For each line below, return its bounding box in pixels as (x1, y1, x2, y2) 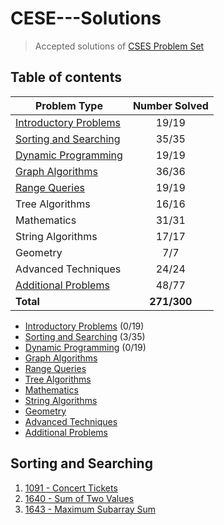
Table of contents (10, 69, 122, 86)
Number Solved (132, 98, 209, 112)
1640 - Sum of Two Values (24, 492, 135, 504)
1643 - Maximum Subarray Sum (24, 503, 157, 515)
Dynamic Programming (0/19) (24, 341, 147, 353)
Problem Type (34, 98, 103, 112)
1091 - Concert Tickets (24, 482, 118, 494)
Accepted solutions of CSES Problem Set (34, 40, 205, 52)
